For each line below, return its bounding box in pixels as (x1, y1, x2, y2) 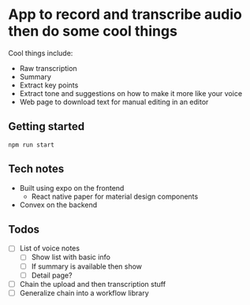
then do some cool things (8, 22, 177, 40)
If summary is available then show (31, 262, 143, 271)
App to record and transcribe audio (8, 6, 242, 24)
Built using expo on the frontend (19, 183, 125, 192)
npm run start (8, 140, 55, 149)
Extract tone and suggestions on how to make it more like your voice (19, 88, 243, 98)
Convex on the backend (19, 199, 98, 210)
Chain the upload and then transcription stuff (19, 279, 166, 288)
